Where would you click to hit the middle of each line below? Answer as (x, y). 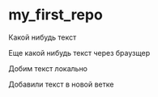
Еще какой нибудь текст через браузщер (79, 53)
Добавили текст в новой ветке (61, 84)
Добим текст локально (48, 68)
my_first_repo (56, 15)
